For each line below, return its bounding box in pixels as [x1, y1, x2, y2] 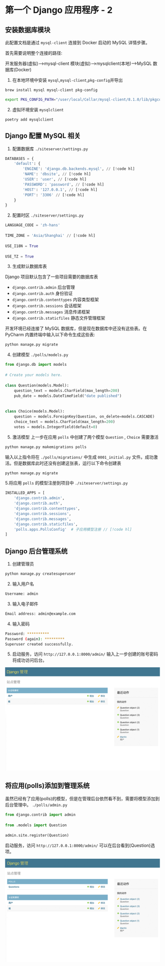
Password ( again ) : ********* [5, 636, 65, 642]
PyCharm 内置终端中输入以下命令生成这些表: [5, 332, 95, 338]
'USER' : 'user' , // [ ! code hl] [23, 177, 87, 182]
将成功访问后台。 [12, 657, 47, 663]
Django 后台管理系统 [5, 547, 68, 555]
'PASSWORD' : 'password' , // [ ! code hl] [23, 182, 105, 187]
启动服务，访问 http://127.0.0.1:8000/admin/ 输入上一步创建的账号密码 [12, 651, 159, 657]
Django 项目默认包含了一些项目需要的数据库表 [5, 274, 98, 280]
